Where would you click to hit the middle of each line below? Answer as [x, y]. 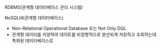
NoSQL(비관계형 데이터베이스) [34, 18]
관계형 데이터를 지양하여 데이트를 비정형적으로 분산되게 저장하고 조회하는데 [84, 34]
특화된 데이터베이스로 [32, 41]
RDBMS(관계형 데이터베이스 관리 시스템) [44, 7]
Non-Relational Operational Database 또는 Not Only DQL [69, 28]
